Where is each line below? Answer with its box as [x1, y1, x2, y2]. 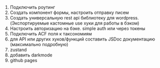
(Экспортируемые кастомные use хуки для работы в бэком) [9, 20, 139, 26]
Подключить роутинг [9, 4, 55, 10]
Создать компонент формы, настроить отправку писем [9, 9, 129, 15]
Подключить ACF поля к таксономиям [9, 31, 92, 36]
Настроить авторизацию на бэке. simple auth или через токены [9, 25, 145, 31]
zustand [9, 47, 27, 52]
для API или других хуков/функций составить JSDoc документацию [9, 36, 155, 42]
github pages [9, 57, 37, 63]
